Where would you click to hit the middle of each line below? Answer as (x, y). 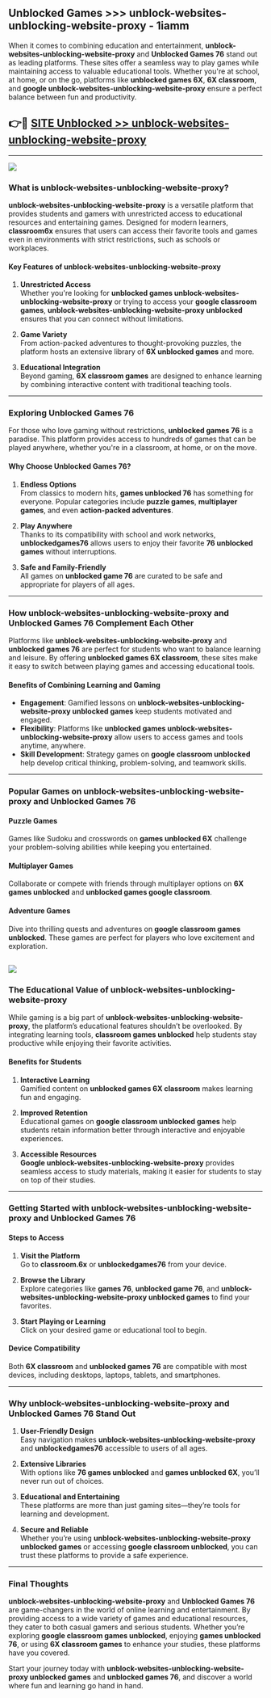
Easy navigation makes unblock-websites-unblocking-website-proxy (138, 1440)
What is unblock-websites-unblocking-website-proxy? (119, 187)
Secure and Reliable (54, 1530)
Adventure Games (40, 911)
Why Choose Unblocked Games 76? (70, 466)
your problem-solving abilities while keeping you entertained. (110, 847)
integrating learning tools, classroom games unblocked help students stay (133, 1034)
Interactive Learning (55, 1080)
